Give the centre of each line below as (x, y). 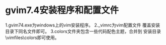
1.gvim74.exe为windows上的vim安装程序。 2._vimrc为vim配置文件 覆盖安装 (83, 25)
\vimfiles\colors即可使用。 (32, 37)
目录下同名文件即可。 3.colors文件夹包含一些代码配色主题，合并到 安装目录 (83, 31)
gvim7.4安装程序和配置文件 (62, 10)
